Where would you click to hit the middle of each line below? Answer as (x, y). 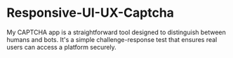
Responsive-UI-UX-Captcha (91, 13)
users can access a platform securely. (61, 47)
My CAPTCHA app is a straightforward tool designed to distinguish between (116, 32)
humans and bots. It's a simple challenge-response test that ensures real (112, 39)
